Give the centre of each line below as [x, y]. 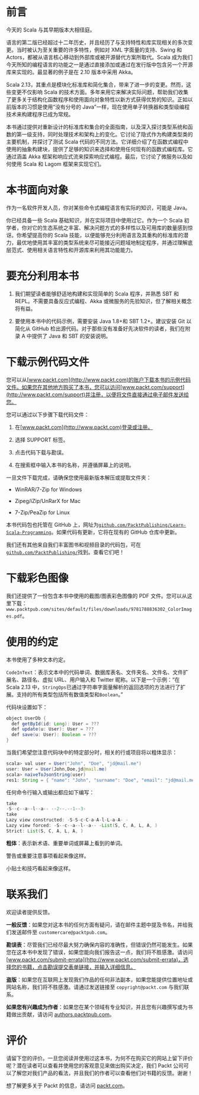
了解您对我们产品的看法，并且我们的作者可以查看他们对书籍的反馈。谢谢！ [102, 1073]
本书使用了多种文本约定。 [37, 660]
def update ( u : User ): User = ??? [53, 729]
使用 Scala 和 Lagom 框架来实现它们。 [58, 164]
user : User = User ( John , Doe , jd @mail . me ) [57, 769]
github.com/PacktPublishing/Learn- [142, 525]
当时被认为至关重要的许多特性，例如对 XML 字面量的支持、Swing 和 [99, 50]
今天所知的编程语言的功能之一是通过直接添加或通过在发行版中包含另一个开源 [99, 64]
